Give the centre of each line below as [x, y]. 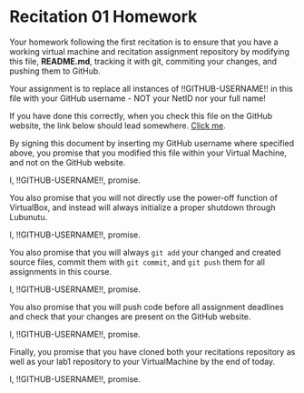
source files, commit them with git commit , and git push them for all [137, 262]
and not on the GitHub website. [68, 162]
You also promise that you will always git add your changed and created [145, 252]
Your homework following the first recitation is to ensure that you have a [144, 42]
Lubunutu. [29, 217]
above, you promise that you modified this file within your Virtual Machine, [148, 153]
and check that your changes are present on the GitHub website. [130, 317]
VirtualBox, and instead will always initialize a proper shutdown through [142, 207]
